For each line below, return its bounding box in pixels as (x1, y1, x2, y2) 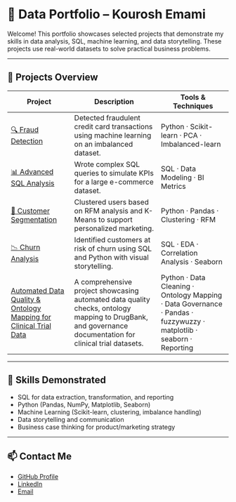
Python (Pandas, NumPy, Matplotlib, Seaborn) (17, 400, 151, 409)
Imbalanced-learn (160, 139, 221, 149)
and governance (74, 321, 129, 331)
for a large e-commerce (74, 177, 155, 187)
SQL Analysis (11, 178, 55, 188)
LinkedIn (17, 480, 43, 489)
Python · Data (160, 272, 206, 282)
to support (98, 214, 133, 224)
